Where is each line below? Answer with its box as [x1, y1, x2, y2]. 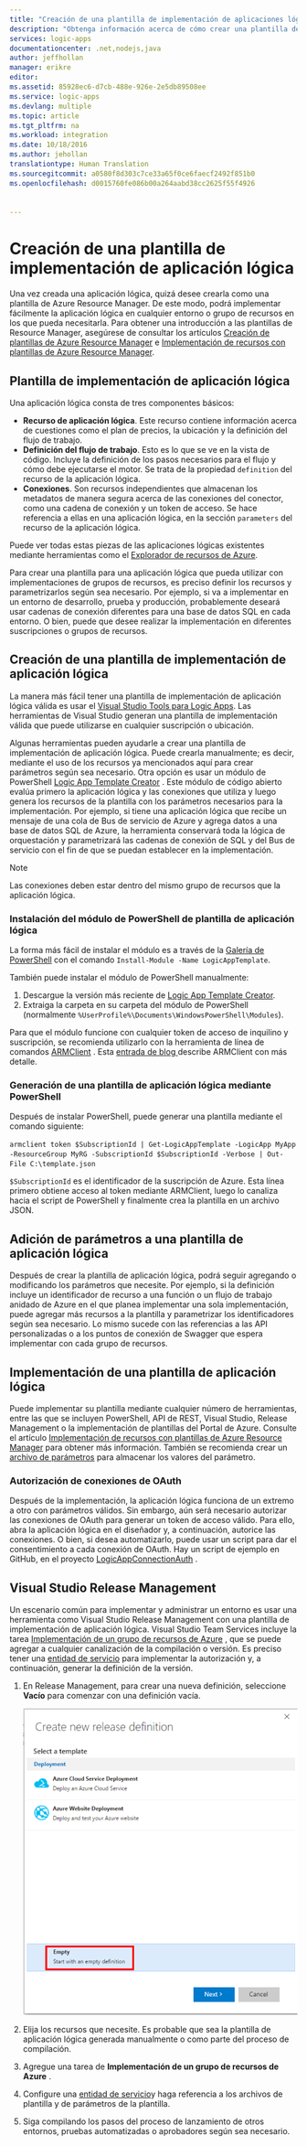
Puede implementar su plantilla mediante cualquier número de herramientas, [9, 1403, 297, 1414]
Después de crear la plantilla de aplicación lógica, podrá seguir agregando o [9, 1270, 297, 1281]
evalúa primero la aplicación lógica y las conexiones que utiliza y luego [9, 786, 277, 797]
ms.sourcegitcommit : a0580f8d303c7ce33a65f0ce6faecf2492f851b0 [9, 169, 256, 178]
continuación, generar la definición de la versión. [9, 1663, 194, 1674]
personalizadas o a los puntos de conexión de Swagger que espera [9, 1328, 263, 1339]
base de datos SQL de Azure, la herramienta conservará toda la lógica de [9, 824, 286, 836]
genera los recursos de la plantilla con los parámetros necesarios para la [9, 796, 283, 807]
